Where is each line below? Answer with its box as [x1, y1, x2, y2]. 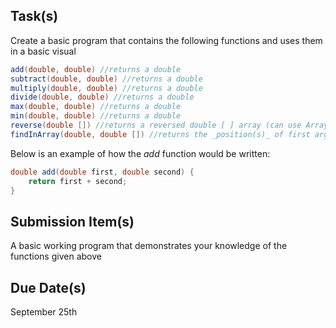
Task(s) [10, 8, 59, 25]
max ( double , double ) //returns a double [10, 102, 182, 112]
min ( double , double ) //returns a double [10, 111, 182, 121]
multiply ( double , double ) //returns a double [10, 83, 203, 93]
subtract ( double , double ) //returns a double [10, 74, 203, 84]
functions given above [10, 250, 102, 263]
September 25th [10, 306, 78, 318]
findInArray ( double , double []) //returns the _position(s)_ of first [10, 129, 311, 139]
